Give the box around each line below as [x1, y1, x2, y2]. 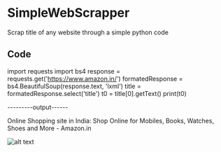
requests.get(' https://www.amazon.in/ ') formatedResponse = [7, 74, 183, 83]
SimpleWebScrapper [7, 5, 130, 21]
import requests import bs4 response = [7, 67, 121, 75]
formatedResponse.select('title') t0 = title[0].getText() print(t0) [7, 89, 187, 97]
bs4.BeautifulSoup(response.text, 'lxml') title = [7, 82, 141, 90]
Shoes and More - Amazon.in [7, 124, 92, 132]
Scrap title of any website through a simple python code [7, 28, 169, 36]
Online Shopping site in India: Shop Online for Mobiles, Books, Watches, [7, 116, 215, 125]
